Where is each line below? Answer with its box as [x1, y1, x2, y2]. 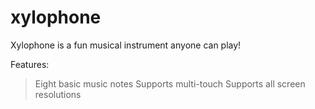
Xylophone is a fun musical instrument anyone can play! [10, 39, 242, 51]
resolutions [34, 88, 82, 100]
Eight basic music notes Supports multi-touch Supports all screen [34, 77, 306, 90]
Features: [10, 58, 50, 70]
